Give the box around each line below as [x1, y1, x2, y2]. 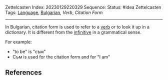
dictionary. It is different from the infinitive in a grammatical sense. [5, 29, 141, 35]
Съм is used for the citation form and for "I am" [12, 54, 110, 59]
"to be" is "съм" [12, 48, 46, 54]
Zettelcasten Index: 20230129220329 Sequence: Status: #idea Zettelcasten [5, 4, 161, 10]
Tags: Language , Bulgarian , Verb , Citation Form [5, 9, 103, 15]
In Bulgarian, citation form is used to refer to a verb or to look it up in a [5, 24, 150, 29]
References [5, 68, 42, 77]
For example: [5, 39, 32, 44]
